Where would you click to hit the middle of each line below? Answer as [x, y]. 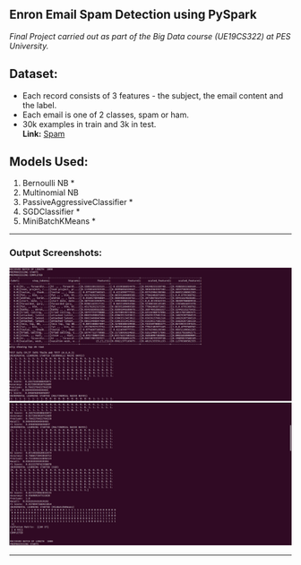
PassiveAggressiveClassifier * [77, 202]
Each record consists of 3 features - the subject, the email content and [153, 95]
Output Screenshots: [56, 253]
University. [29, 46]
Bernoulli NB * [48, 184]
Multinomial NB [50, 193]
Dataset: [34, 74]
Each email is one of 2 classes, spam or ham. [106, 115]
